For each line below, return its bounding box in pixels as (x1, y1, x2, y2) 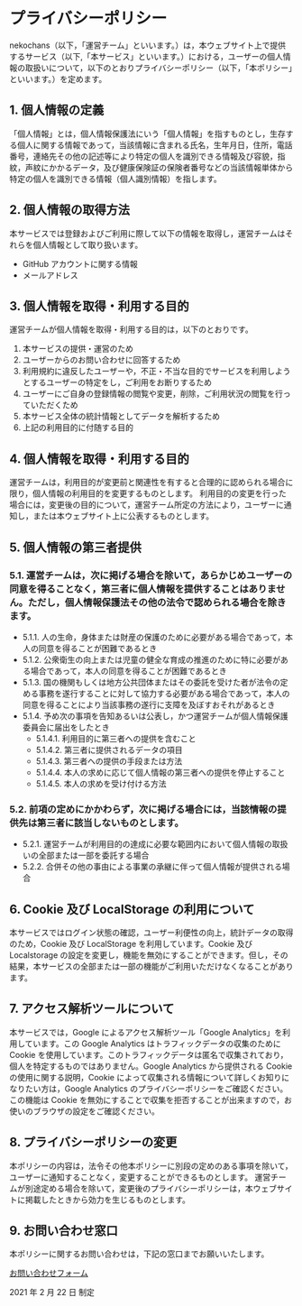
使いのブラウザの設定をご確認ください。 (9, 1106, 160, 1117)
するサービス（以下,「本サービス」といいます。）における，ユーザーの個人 (9, 51, 284, 61)
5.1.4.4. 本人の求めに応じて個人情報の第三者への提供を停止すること (35, 767, 286, 777)
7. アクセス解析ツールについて (9, 1001, 175, 1016)
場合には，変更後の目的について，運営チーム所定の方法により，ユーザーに (9, 500, 284, 510)
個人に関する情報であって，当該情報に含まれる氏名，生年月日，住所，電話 (16, 139, 293, 150)
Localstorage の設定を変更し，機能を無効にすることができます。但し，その (9, 949, 288, 961)
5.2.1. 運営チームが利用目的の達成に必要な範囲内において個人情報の (22, 839, 272, 850)
